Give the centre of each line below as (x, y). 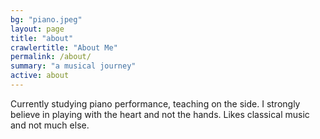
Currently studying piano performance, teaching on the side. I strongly (155, 103)
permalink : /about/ (51, 57)
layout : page (37, 29)
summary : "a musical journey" (73, 66)
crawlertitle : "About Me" (64, 47)
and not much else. (50, 125)
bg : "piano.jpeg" (46, 19)
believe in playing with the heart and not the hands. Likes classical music (160, 114)
